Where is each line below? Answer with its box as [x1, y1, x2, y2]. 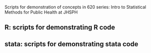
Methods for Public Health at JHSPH [4, 9, 78, 15]
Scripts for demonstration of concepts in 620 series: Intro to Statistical [4, 4, 146, 10]
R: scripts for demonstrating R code [4, 23, 115, 32]
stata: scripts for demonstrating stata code [4, 40, 139, 48]
